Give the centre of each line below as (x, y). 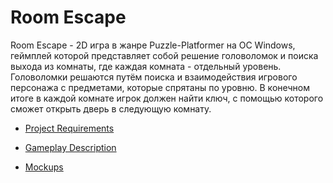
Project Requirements (69, 128)
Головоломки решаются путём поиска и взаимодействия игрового (154, 77)
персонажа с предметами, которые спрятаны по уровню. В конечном (160, 87)
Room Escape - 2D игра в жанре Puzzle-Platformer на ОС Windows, (153, 45)
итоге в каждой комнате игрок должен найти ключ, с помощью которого (167, 98)
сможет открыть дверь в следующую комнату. (111, 108)
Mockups (44, 167)
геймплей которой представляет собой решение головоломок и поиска (164, 55)
